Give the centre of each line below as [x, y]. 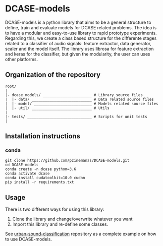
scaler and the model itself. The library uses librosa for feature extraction [80, 49]
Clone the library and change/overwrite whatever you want [72, 219]
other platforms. [22, 59]
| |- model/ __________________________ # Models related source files [82, 104]
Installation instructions [43, 136]
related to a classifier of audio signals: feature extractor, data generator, [78, 43]
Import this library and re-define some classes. [60, 224]
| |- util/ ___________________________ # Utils [57, 108]
